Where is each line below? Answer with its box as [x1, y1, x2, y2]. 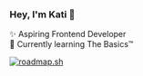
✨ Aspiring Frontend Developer [9, 29, 127, 40]
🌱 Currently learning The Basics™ [9, 39, 134, 50]
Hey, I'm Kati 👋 [9, 8, 76, 21]
